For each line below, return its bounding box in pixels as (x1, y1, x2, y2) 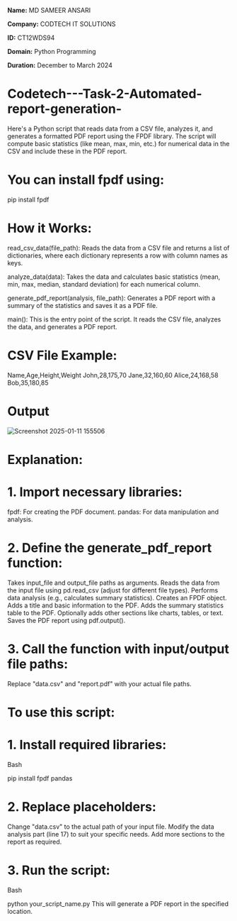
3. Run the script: (7, 862, 111, 878)
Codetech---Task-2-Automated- (7, 86, 203, 102)
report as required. (7, 837, 62, 846)
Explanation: (7, 451, 83, 468)
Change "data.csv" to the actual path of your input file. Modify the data (7, 822, 214, 831)
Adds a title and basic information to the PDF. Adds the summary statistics (7, 601, 224, 610)
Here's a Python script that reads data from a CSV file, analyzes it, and (7, 124, 214, 133)
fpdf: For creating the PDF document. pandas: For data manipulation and (7, 507, 219, 516)
